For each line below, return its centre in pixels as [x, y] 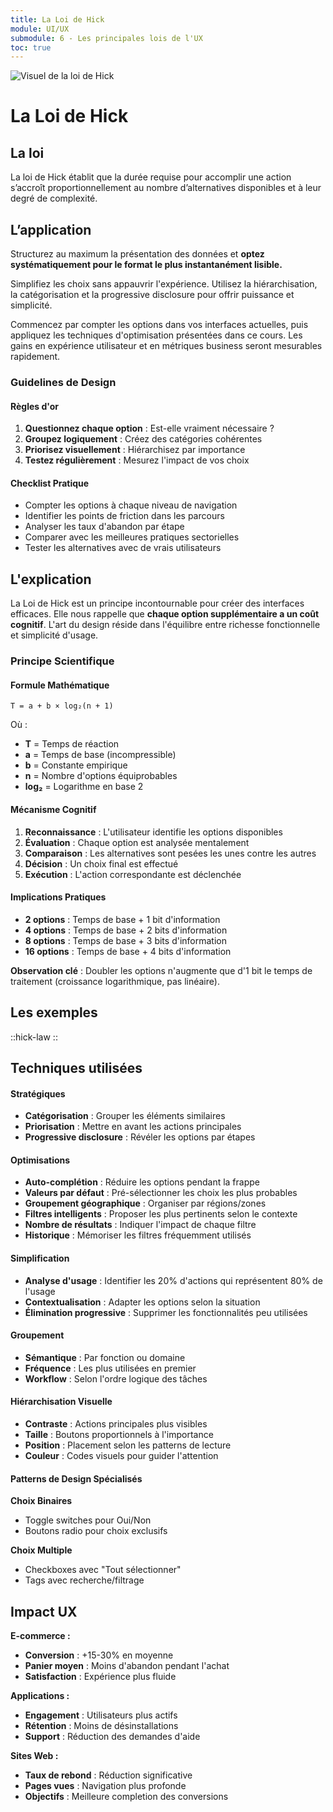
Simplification [40, 1258]
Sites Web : [34, 1755]
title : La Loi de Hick [57, 19]
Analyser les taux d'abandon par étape [104, 527]
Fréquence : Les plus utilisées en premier [110, 1368]
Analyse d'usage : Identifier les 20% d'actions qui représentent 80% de [173, 1280]
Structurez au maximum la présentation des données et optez [137, 254]
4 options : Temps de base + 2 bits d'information [126, 930]
